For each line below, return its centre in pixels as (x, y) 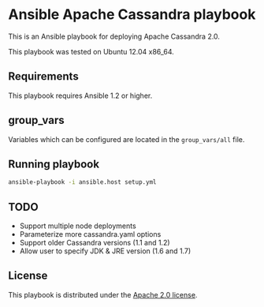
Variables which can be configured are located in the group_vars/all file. (126, 139)
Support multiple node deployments (78, 226)
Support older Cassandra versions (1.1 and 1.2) (95, 243)
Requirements (43, 77)
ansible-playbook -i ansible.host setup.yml (82, 182)
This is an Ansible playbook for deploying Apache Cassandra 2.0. (114, 36)
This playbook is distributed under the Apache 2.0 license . (103, 294)
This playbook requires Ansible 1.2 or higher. (80, 95)
